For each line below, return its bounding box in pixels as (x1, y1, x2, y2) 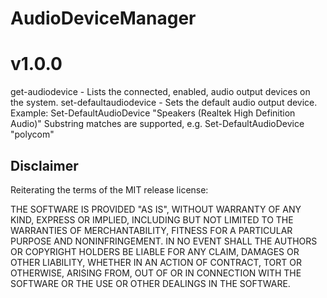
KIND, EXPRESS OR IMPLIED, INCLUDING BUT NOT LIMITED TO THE (10, 213, 294, 226)
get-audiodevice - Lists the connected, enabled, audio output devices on (10, 86, 311, 98)
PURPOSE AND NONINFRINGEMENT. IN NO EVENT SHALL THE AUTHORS (10, 235, 318, 247)
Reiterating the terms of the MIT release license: (10, 183, 209, 196)
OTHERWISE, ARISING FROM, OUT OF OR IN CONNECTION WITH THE (10, 267, 302, 279)
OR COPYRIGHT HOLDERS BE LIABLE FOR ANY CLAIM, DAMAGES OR (10, 245, 300, 257)
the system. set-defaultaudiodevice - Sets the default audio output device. (10, 97, 318, 109)
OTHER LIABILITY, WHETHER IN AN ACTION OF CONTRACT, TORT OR (10, 256, 302, 268)
